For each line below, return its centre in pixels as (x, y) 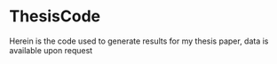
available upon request (51, 50)
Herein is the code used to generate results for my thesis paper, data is (139, 41)
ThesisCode (55, 16)
